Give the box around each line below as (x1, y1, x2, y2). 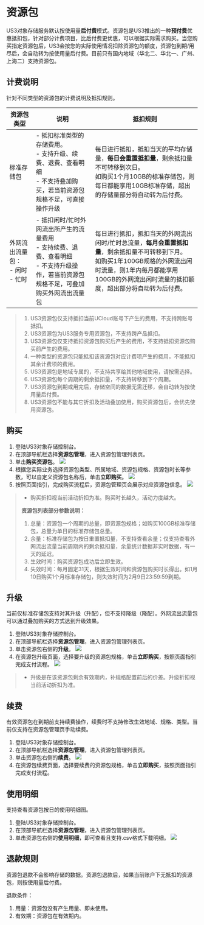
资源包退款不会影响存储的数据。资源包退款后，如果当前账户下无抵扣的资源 (6, 871, 192, 878)
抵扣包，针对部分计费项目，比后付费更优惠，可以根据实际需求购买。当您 (11, 34, 192, 41)
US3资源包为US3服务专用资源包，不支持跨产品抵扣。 (30, 329, 164, 337)
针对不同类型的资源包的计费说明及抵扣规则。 (6, 94, 118, 101)
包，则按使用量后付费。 (6, 878, 65, 886)
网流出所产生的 (35, 225, 79, 233)
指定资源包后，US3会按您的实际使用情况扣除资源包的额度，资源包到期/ (11, 42, 189, 49)
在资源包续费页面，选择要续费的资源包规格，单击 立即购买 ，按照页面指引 (15, 762, 196, 769)
